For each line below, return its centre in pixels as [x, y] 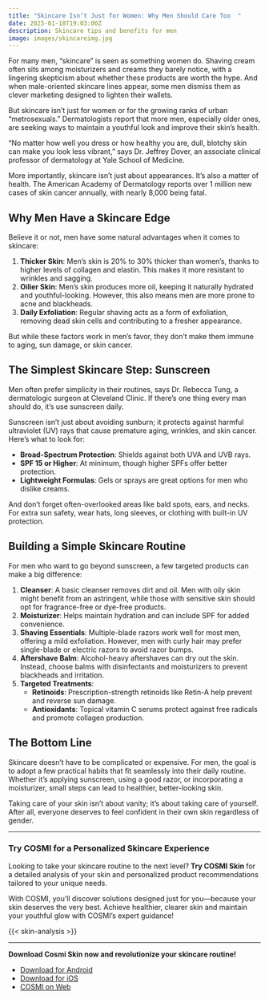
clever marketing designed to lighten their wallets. [91, 95]
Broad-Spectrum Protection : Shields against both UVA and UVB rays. [135, 455]
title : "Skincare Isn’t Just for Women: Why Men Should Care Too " [125, 16]
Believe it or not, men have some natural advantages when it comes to [124, 237]
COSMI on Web [45, 986]
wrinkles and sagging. [56, 278]
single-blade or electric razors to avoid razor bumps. [106, 649]
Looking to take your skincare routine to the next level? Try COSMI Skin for [132, 866]
